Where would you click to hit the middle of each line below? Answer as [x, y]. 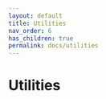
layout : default [35, 16]
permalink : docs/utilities [53, 46]
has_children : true [41, 38]
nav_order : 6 [30, 31]
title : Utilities [37, 23]
